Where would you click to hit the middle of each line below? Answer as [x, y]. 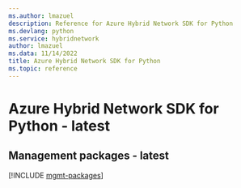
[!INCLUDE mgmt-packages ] [56, 175]
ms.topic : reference [43, 69]
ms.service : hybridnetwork [54, 38]
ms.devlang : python [41, 31]
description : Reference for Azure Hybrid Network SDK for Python [120, 23]
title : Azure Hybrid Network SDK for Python [85, 62]
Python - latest [59, 126]
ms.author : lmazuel [41, 16]
